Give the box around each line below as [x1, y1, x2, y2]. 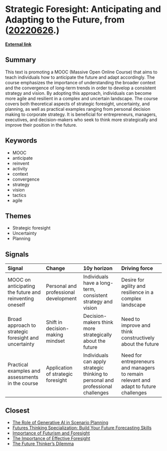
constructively [121, 334, 155, 341]
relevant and [121, 377, 151, 384]
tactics [12, 192, 26, 198]
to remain [121, 371, 144, 378]
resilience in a [121, 289, 154, 296]
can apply [83, 358, 106, 365]
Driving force [121, 265, 153, 272]
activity [12, 166, 28, 172]
